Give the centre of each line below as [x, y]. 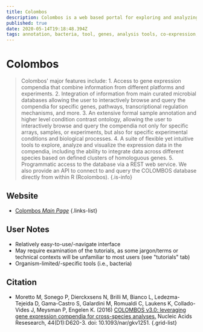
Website [22, 196]
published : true [27, 23]
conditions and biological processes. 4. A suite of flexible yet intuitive [107, 139]
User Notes [28, 230]
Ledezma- [167, 297]
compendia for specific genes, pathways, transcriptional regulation [105, 107]
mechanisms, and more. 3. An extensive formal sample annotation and [109, 113]
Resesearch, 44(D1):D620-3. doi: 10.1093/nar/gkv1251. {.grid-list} [96, 322]
